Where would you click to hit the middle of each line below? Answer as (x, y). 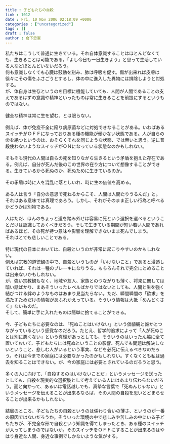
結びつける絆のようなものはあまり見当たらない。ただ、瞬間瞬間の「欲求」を (85, 293)
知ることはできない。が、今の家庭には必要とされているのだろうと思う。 (89, 362)
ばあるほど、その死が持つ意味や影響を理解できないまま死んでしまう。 (78, 231)
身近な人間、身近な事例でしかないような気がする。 (67, 436)
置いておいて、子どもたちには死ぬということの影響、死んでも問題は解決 (80, 343)
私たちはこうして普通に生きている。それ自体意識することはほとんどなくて (83, 53)
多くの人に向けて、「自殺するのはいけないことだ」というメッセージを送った (84, 374)
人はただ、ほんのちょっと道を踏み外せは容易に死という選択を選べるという (83, 218)
